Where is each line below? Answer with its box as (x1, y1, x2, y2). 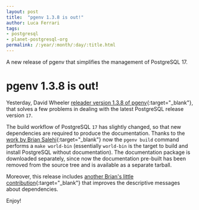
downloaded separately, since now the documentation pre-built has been (6, 155, 186, 162)
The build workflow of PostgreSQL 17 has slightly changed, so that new (6, 123, 182, 130)
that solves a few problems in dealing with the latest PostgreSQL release (6, 105, 184, 112)
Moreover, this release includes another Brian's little (6, 172, 134, 180)
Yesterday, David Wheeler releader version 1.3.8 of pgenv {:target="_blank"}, (6, 99, 194, 106)
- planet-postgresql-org (6, 36, 68, 42)
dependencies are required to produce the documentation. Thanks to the (6, 129, 185, 137)
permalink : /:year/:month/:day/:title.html (6, 42, 116, 48)
